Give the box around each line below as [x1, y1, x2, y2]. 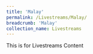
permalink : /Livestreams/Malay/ [6, 14, 87, 20]
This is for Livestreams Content [6, 42, 84, 49]
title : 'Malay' [6, 8, 44, 15]
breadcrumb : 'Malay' [6, 20, 58, 26]
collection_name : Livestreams [6, 25, 82, 32]
